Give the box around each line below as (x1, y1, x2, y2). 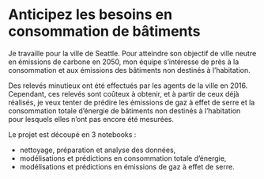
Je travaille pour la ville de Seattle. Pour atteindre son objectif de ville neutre (8, 48, 257, 58)
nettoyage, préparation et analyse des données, (19, 145, 176, 154)
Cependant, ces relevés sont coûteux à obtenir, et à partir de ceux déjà (8, 89, 239, 98)
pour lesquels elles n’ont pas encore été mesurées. (8, 114, 174, 124)
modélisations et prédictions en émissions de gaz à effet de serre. (19, 162, 235, 171)
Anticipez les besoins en (8, 6, 172, 24)
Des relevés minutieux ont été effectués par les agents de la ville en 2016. (8, 81, 248, 90)
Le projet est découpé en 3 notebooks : (8, 129, 137, 139)
